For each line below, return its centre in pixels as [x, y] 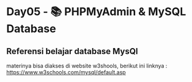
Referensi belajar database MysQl [72, 51]
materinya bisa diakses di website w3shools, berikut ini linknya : [87, 66]
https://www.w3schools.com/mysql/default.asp [66, 72]
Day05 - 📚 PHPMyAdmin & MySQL [96, 12]
